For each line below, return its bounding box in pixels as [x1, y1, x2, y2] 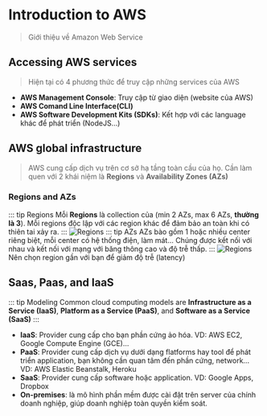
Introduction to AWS [8, 6, 146, 24]
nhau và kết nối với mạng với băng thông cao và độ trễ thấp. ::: [8, 244, 216, 253]
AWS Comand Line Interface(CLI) [19, 101, 133, 110]
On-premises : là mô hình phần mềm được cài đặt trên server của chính [19, 389, 257, 399]
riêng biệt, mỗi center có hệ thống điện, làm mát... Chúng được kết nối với [8, 235, 253, 245]
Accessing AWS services [8, 56, 138, 69]
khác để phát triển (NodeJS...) [19, 118, 121, 128]
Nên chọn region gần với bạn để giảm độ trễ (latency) [8, 252, 186, 262]
